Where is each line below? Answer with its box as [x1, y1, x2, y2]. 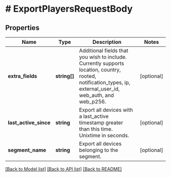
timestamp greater [78, 119, 123, 126]
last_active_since [8, 119, 51, 126]
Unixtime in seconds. [78, 132, 130, 139]
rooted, [78, 72, 97, 80]
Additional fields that [78, 47, 129, 54]
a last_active [78, 113, 109, 120]
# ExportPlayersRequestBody [5, 3, 133, 15]
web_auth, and [78, 92, 115, 98]
